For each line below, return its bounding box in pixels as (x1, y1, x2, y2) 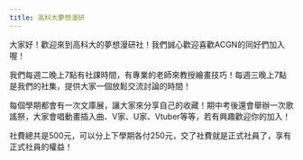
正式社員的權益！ (9, 141, 73, 152)
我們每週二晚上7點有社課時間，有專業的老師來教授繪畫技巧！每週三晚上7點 (9, 69, 287, 80)
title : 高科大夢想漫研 (9, 13, 86, 22)
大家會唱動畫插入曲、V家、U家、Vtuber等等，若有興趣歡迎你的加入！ (32, 111, 291, 121)
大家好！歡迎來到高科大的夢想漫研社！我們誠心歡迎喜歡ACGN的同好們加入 (9, 39, 286, 49)
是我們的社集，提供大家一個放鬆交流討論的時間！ (9, 80, 191, 91)
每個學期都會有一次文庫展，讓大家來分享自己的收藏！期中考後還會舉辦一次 (9, 100, 286, 111)
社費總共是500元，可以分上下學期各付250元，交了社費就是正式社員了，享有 (9, 129, 291, 140)
